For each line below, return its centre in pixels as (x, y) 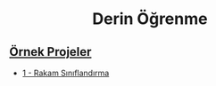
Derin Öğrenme (150, 19)
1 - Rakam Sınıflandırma (66, 73)
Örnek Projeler (50, 52)
